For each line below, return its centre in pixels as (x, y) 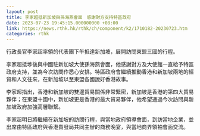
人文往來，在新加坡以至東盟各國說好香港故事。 (74, 79)
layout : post (22, 12)
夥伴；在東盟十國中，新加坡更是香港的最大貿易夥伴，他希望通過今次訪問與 (97, 100)
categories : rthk (28, 34)
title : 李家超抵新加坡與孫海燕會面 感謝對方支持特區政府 (69, 17)
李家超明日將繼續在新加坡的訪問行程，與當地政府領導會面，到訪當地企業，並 (100, 119)
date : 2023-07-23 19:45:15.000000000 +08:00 (62, 23)
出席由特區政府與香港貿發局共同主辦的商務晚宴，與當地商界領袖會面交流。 (97, 127)
